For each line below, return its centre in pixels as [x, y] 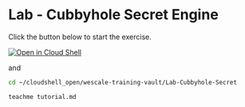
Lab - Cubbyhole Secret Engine [114, 15]
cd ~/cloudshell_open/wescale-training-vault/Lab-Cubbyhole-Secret [123, 82]
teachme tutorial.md [43, 97]
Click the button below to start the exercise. [80, 37]
